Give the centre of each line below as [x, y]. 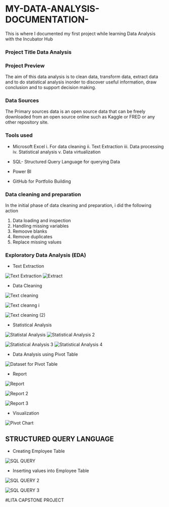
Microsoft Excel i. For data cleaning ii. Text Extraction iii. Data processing [88, 146]
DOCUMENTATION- [47, 19]
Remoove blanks [30, 231]
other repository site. [27, 122]
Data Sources [22, 101]
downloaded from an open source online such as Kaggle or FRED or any [80, 117]
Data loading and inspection [42, 221]
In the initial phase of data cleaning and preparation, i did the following [78, 205]
